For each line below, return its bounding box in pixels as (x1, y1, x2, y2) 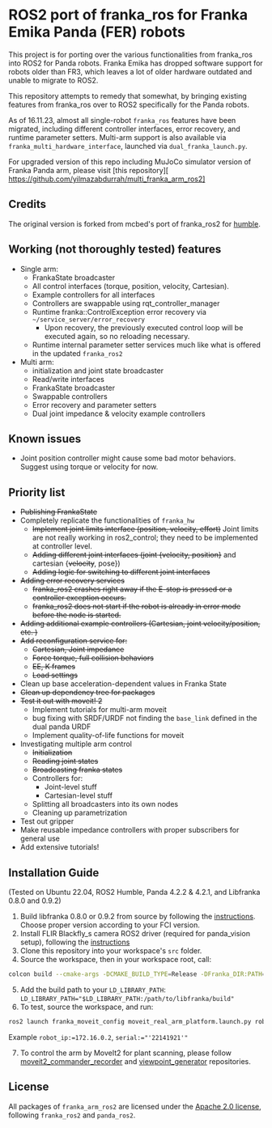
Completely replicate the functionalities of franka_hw (19, 515, 195, 525)
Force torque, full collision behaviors (32, 653, 154, 663)
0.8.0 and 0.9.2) (8, 896, 62, 905)
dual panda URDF (32, 722, 91, 732)
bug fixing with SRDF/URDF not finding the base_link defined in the (32, 714, 257, 723)
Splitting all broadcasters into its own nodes (32, 799, 179, 809)
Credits (8, 197, 47, 211)
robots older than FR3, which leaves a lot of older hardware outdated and (8, 66, 253, 76)
